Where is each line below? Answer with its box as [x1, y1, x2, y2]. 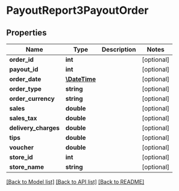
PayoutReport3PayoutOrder [6, 4, 149, 17]
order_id [9, 55, 34, 64]
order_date [9, 75, 42, 83]
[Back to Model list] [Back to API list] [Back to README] [6, 178, 145, 185]
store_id [9, 153, 33, 161]
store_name [9, 163, 44, 171]
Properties [6, 28, 47, 38]
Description [101, 46, 136, 53]
